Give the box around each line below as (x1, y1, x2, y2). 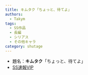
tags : (5, 21, 16, 26)
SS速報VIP (12, 64, 34, 70)
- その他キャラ (9, 39, 36, 44)
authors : (5, 12, 23, 17)
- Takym (9, 16, 26, 21)
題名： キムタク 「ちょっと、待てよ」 (12, 58, 86, 64)
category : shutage (5, 44, 43, 49)
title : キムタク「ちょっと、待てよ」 (5, 7, 72, 12)
